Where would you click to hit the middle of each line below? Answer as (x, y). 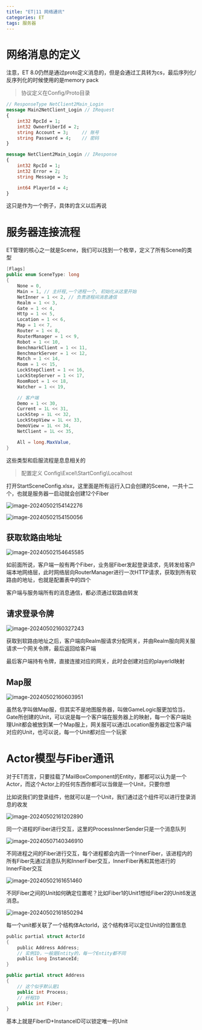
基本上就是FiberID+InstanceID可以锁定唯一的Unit (67, 1021)
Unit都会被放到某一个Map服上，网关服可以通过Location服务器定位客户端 (101, 724)
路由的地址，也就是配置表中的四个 (49, 580)
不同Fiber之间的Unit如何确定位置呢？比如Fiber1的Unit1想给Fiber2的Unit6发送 (101, 893)
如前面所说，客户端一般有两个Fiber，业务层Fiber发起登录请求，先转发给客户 (101, 565)
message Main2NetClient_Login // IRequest (60, 110)
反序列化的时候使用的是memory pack (52, 80)
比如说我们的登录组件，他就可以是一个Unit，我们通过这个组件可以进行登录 (99, 797)
